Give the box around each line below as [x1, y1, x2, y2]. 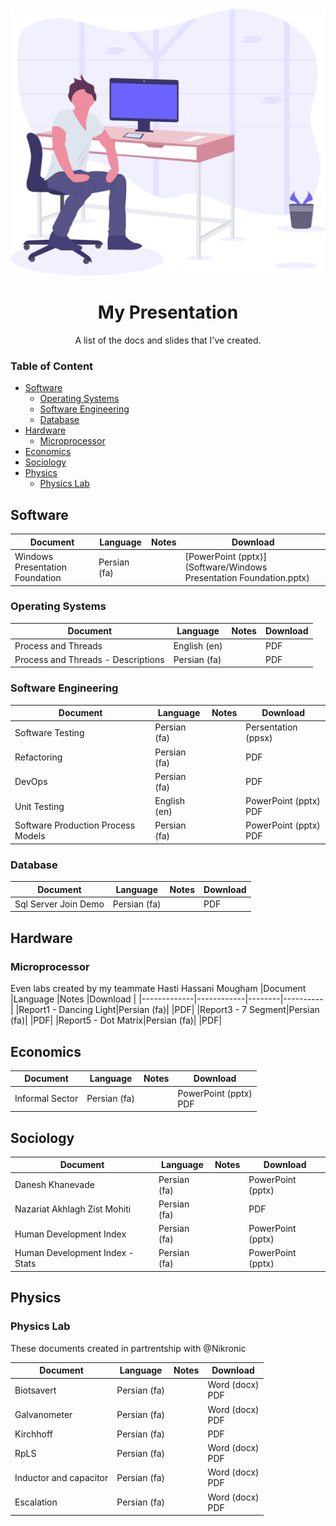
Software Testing [14, 726, 85, 738]
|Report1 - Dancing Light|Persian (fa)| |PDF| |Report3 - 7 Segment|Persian [15, 1004, 320, 1016]
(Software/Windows [184, 561, 268, 573]
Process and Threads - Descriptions [14, 653, 165, 665]
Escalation [14, 1496, 58, 1508]
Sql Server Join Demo [14, 898, 105, 910]
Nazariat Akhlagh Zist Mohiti [14, 1203, 132, 1215]
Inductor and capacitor [14, 1471, 109, 1483]
